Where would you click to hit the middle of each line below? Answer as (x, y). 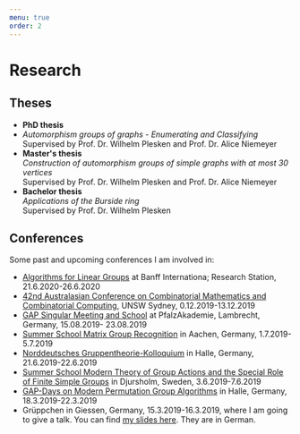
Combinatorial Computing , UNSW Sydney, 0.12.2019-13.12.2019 (138, 306)
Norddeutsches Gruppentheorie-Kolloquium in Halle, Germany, (138, 353)
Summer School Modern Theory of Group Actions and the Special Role (153, 372)
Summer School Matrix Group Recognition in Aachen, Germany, (140, 334)
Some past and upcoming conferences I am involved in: (112, 260)
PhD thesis (43, 124)
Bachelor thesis (52, 191)
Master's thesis (52, 153)
